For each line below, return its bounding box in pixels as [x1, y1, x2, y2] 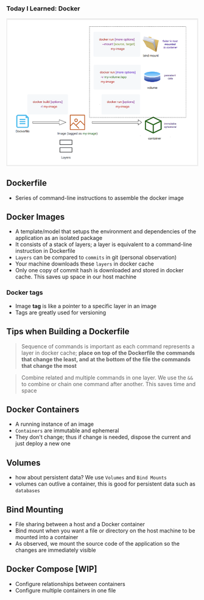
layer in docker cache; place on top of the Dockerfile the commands [21, 349, 195, 356]
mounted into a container [15, 534, 79, 540]
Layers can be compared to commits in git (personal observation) [15, 254, 177, 261]
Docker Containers [6, 404, 80, 415]
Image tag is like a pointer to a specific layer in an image [15, 302, 157, 309]
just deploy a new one [15, 440, 71, 447]
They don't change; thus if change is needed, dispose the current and [15, 434, 191, 441]
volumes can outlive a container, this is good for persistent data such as [15, 480, 196, 488]
